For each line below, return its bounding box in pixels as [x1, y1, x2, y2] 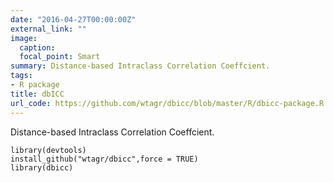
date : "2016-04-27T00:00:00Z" [10, 14, 137, 25]
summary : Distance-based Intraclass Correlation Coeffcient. [10, 61, 271, 71]
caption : [19, 42, 56, 53]
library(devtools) [10, 145, 87, 155]
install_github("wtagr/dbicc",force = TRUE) [10, 154, 199, 164]
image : [10, 33, 38, 43]
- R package [10, 80, 60, 90]
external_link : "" [10, 24, 87, 34]
